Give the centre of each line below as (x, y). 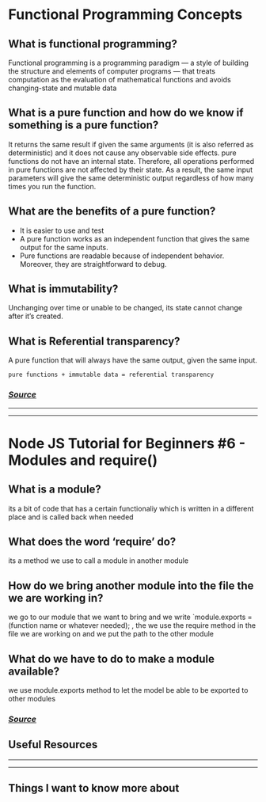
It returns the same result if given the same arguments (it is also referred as (131, 144)
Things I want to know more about (94, 788)
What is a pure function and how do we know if (126, 113)
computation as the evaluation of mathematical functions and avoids (120, 80)
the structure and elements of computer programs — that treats (112, 71)
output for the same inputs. (64, 247)
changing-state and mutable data (63, 88)
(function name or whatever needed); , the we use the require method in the (132, 625)
